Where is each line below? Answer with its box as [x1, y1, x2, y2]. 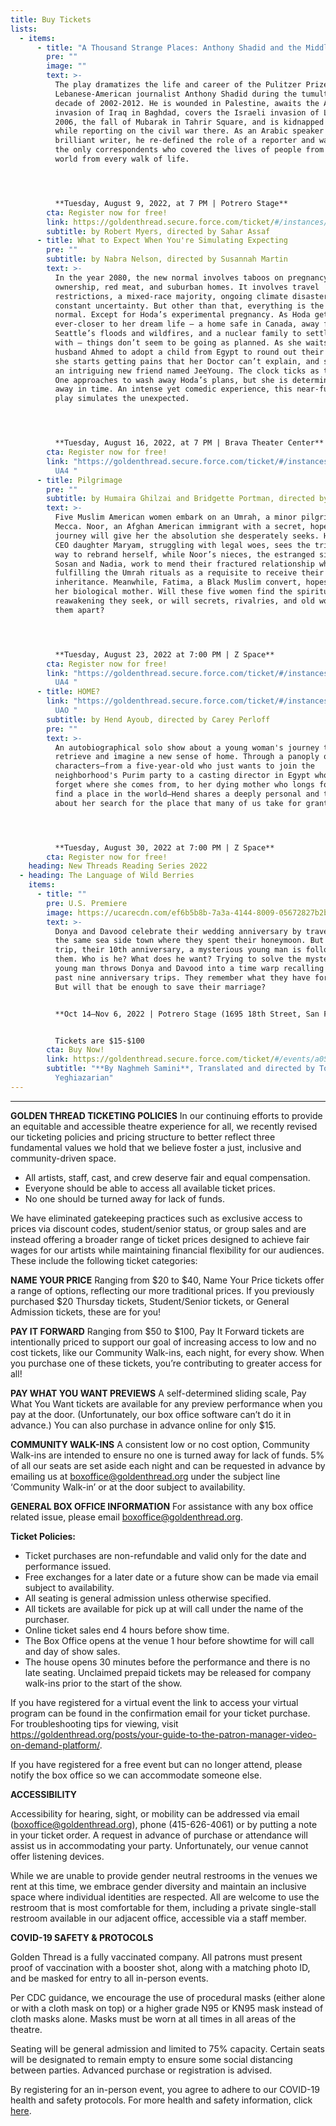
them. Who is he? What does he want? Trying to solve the [54, 954, 302, 965]
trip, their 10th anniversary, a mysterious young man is [54, 945, 302, 955]
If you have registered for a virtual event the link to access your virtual [10, 1696, 299, 1708]
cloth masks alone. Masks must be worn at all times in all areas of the [10, 2012, 297, 2025]
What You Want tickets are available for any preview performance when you [10, 1397, 323, 1410]
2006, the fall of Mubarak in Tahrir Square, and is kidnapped [54, 117, 325, 127]
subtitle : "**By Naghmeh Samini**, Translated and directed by [46, 1064, 315, 1074]
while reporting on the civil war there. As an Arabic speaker [54, 126, 325, 136]
